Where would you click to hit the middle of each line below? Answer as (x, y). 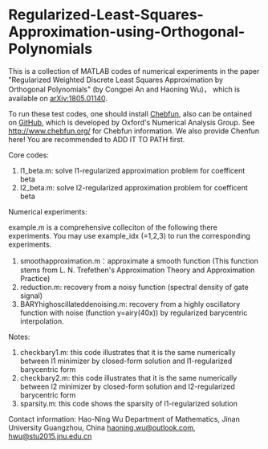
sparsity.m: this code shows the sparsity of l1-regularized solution (129, 403)
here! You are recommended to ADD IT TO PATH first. (97, 139)
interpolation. (42, 321)
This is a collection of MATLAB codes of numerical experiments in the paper (134, 71)
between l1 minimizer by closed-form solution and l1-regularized (126, 361)
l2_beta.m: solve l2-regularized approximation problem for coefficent (134, 187)
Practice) (35, 278)
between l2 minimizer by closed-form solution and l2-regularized (127, 386)
